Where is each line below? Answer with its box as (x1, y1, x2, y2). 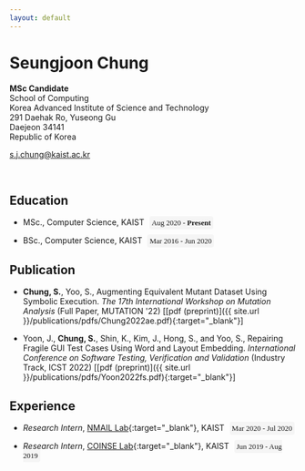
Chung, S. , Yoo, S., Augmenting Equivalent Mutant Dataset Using (22, 286, 268, 297)
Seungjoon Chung (9, 52, 149, 73)
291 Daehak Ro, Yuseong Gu (9, 111, 117, 123)
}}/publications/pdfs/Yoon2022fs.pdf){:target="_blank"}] (22, 372, 237, 383)
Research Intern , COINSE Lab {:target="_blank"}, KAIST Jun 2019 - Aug (22, 441, 282, 451)
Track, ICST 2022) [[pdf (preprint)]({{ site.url (22, 362, 191, 374)
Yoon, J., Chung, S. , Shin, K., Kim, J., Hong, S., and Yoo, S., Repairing (22, 333, 284, 344)
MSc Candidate (9, 83, 69, 94)
